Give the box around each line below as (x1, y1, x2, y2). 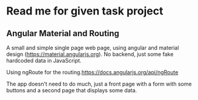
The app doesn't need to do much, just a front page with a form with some (6, 80, 192, 87)
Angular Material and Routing (6, 28, 120, 39)
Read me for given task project (6, 4, 163, 18)
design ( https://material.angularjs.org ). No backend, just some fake (6, 51, 174, 58)
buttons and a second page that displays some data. (6, 87, 137, 94)
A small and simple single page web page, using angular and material (6, 44, 179, 51)
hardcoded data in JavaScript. (6, 57, 82, 64)
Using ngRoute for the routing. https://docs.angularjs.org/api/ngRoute (6, 69, 179, 76)
